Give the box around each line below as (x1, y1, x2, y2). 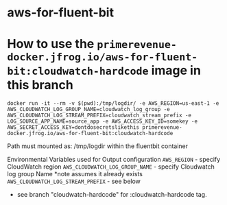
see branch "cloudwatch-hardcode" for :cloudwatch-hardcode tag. (16, 191, 207, 199)
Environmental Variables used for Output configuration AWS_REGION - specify (7, 156, 221, 164)
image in (151, 63, 201, 78)
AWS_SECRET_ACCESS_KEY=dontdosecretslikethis (7, 124, 139, 131)
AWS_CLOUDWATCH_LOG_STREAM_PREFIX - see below (7, 177, 141, 186)
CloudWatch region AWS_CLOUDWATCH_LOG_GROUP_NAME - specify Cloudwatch (7, 162, 215, 171)
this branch (7, 77, 73, 93)
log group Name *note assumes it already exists (7, 170, 143, 178)
